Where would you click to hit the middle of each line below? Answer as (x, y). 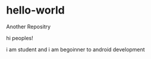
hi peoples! (20, 38)
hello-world (36, 10)
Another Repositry (29, 27)
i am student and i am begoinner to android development (75, 49)
